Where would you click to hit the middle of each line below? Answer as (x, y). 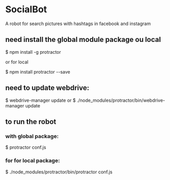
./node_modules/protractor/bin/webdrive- (121, 100)
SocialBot (26, 9)
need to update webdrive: (47, 88)
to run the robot (31, 121)
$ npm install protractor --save (38, 72)
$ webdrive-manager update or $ (41, 100)
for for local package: (33, 161)
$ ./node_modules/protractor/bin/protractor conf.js (59, 172)
